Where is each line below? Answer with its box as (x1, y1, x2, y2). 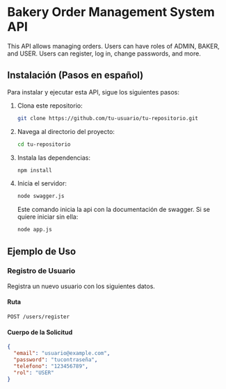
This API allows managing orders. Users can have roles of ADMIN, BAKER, (7, 42, 220, 50)
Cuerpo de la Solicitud (7, 328, 73, 336)
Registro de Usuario (7, 266, 76, 276)
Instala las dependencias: (17, 154, 90, 162)
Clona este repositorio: (17, 101, 83, 110)
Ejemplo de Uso (7, 245, 76, 257)
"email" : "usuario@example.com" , (13, 350, 111, 357)
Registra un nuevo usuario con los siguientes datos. (7, 282, 155, 290)
